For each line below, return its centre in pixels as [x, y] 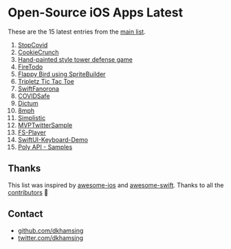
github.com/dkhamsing [51, 230]
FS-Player [32, 132]
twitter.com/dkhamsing [51, 237]
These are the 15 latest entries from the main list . [77, 32]
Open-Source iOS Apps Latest [96, 13]
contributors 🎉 [28, 192]
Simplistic [32, 117]
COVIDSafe [34, 96]
